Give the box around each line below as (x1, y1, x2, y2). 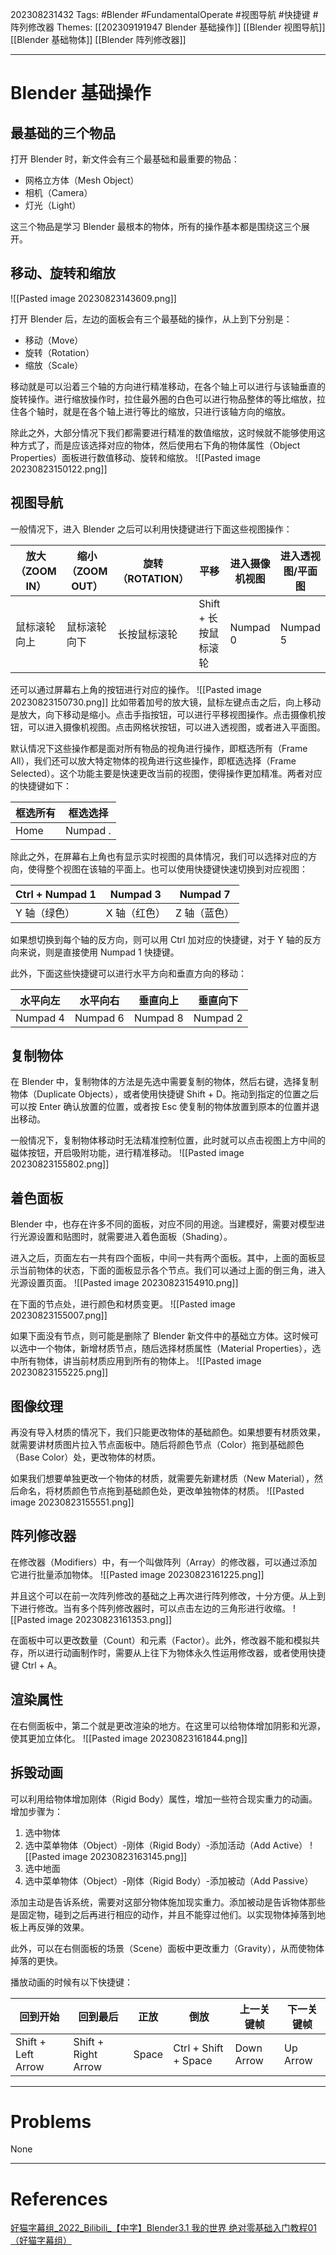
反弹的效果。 (36, 1921, 90, 1933)
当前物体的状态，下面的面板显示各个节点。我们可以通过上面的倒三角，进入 (18, 1264, 326, 1277)
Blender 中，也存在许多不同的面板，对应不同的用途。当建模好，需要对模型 (10, 1218, 317, 1230)
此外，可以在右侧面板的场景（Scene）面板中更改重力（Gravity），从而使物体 (10, 1942, 325, 1954)
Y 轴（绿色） (15, 906, 76, 920)
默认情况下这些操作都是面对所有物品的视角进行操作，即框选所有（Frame (10, 742, 308, 754)
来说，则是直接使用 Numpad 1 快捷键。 (18, 946, 180, 958)
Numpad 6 (74, 1011, 125, 1025)
